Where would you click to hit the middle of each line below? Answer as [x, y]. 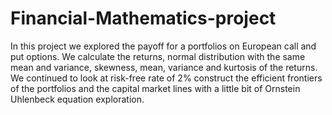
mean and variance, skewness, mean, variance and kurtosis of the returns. [164, 67]
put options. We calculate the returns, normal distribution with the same [158, 56]
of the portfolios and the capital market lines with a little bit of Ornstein [155, 88]
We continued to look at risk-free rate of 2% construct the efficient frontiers [166, 78]
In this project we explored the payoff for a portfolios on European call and [163, 46]
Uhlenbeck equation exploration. [77, 99]
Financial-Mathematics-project [143, 18]
